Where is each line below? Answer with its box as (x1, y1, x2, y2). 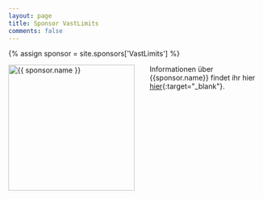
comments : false (8, 27, 63, 35)
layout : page (8, 11, 52, 20)
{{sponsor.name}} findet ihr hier (149, 73, 256, 83)
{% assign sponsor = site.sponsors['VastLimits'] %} (8, 49, 180, 59)
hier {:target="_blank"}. (149, 81, 225, 91)
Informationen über (149, 64, 214, 74)
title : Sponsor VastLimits (8, 19, 99, 27)
